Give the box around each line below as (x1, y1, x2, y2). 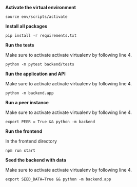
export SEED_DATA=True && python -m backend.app (5, 177, 111, 182)
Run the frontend (5, 128, 43, 134)
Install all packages (5, 23, 48, 29)
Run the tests (5, 42, 34, 48)
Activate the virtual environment (5, 5, 76, 10)
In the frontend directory (5, 138, 57, 144)
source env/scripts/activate (5, 14, 68, 19)
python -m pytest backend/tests (5, 62, 74, 67)
